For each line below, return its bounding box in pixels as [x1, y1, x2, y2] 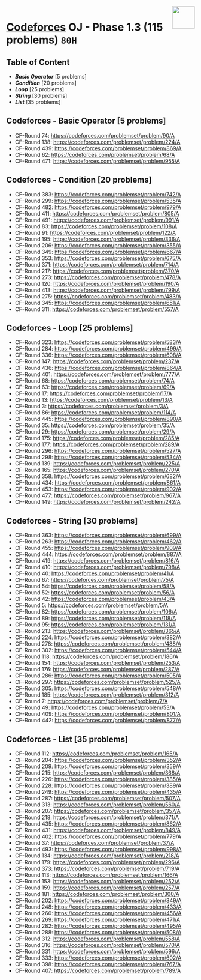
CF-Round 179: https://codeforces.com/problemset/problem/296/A [14, 859, 181, 866]
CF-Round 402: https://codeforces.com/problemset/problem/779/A [14, 833, 181, 840]
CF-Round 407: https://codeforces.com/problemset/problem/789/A [14, 967, 181, 975]
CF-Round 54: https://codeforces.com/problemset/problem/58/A [14, 582, 175, 590]
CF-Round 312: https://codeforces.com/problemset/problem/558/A [14, 935, 181, 942]
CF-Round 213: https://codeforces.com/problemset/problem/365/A [14, 628, 181, 635]
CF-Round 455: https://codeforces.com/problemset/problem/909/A [14, 545, 182, 552]
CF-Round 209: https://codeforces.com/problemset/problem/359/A [14, 763, 182, 770]
